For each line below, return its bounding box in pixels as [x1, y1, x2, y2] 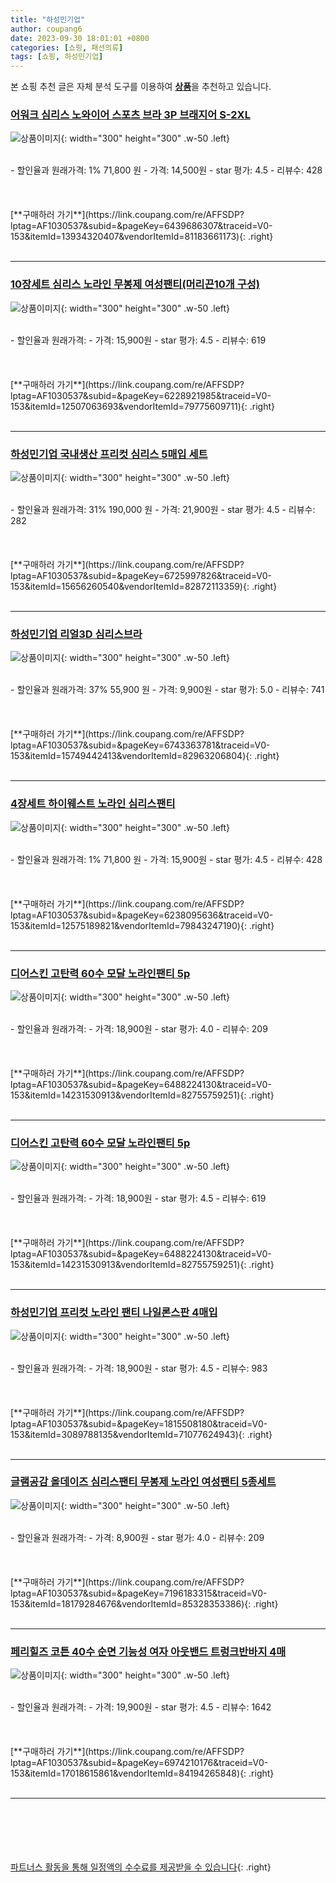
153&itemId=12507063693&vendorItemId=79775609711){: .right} [10, 400, 275, 412]
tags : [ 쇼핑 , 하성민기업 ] [10, 52, 104, 62]
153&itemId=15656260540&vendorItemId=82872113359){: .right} [10, 581, 278, 593]
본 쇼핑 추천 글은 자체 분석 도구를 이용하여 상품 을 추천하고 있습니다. [10, 81, 272, 93]
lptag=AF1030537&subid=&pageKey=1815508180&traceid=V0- [10, 1417, 268, 1430]
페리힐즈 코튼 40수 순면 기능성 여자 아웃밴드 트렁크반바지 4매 [10, 1644, 287, 1658]
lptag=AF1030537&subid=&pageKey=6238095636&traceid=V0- [10, 909, 274, 921]
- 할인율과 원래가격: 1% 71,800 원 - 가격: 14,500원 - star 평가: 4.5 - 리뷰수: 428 [10, 164, 323, 176]
